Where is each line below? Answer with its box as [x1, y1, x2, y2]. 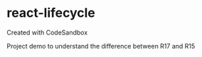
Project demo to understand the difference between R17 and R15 [6, 42, 196, 50]
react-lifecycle [6, 5, 95, 21]
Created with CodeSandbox [6, 28, 88, 37]
